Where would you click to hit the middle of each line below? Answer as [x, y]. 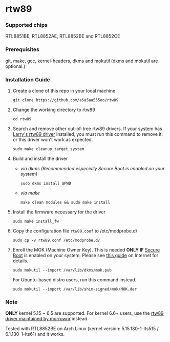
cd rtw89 [22, 119]
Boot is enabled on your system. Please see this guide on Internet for [86, 256]
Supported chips [27, 25]
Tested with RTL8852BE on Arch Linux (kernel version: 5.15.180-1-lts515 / [82, 329]
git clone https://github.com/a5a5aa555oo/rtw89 [66, 100]
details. [20, 261]
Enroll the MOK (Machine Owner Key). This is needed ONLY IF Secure [86, 250]
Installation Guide [28, 79]
